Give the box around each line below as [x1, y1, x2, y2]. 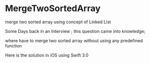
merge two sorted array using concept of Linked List [5, 19, 111, 25]
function [5, 43, 22, 48]
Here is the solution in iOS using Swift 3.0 [5, 52, 89, 58]
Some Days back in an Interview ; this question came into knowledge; [5, 28, 146, 34]
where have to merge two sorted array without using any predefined [5, 37, 143, 44]
